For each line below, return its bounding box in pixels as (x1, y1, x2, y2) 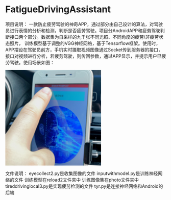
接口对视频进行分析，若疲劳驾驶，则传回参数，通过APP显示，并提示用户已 (5, 53, 162, 59)
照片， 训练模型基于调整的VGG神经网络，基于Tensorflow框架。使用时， (9, 40, 161, 46)
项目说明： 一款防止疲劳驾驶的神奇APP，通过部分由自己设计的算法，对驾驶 (5, 21, 163, 27)
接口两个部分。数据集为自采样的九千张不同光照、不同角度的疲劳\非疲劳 (9, 34, 159, 40)
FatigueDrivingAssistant (5, 4, 111, 15)
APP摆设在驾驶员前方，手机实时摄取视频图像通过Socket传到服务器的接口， (5, 46, 163, 53)
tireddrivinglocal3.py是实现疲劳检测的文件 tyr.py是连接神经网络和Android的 (5, 183, 163, 189)
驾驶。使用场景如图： (9, 59, 55, 65)
